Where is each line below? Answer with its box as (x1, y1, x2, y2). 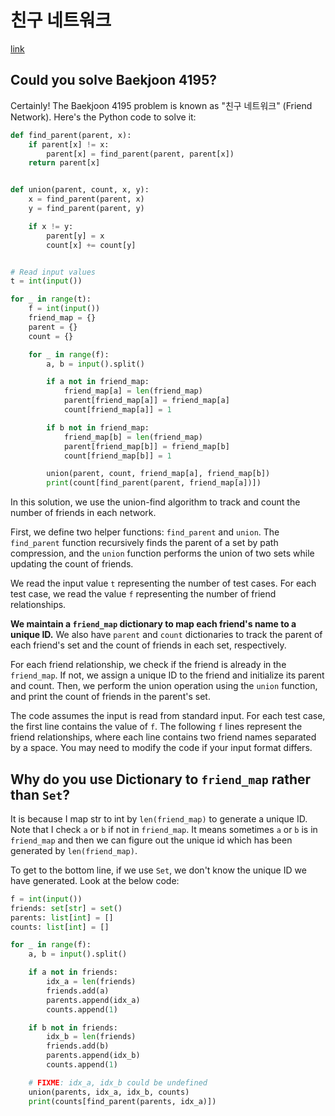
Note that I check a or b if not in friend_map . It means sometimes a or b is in (10, 823, 318, 835)
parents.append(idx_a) (46, 995, 141, 1005)
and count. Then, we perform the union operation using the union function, (10, 680, 318, 692)
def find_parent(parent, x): (10, 130, 132, 140)
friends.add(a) (46, 986, 110, 996)
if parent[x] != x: (28, 139, 110, 150)
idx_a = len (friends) (46, 977, 137, 987)
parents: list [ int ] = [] (10, 912, 114, 923)
